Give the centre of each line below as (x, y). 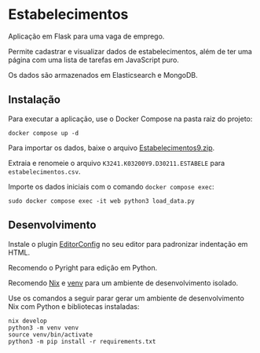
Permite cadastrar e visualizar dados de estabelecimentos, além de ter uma (130, 51)
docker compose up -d (44, 133)
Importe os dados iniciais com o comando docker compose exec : (111, 186)
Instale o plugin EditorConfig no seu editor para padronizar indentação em (128, 244)
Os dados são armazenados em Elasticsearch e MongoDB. (103, 75)
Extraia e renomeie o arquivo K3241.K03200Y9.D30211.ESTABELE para (117, 163)
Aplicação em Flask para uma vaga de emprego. (86, 36)
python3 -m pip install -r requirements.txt (82, 341)
